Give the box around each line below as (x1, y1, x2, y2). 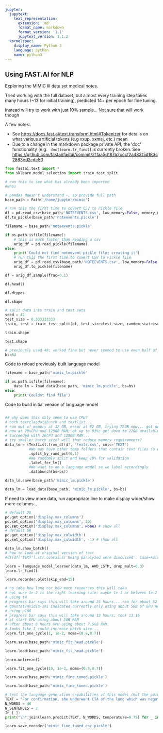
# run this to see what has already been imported (5, 179, 110, 184)
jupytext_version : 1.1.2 (17, 34, 68, 39)
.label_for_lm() (29, 460, 62, 465)
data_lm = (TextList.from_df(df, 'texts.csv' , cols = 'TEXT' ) (5, 442, 130, 447)
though (5, 112, 19, 118)
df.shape (5, 299, 23, 304)
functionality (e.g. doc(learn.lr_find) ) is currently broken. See (12, 147, 141, 152)
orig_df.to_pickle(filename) (14, 264, 73, 269)
